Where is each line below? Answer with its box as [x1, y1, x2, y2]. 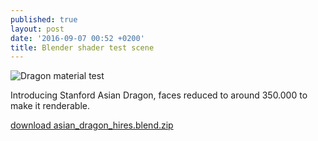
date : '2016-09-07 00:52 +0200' [10, 33, 145, 43]
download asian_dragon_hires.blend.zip [10, 119, 174, 131]
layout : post [10, 24, 65, 34]
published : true [10, 14, 78, 25]
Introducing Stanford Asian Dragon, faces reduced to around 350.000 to [10, 89, 308, 101]
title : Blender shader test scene [10, 42, 155, 53]
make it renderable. [10, 100, 90, 112]
